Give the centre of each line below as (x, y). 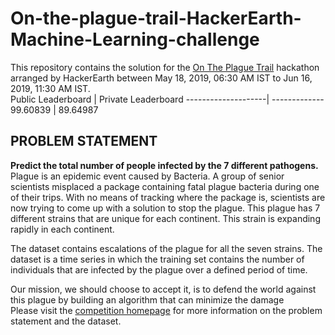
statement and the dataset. (66, 321)
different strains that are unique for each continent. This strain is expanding (165, 218)
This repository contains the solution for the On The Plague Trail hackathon (165, 67)
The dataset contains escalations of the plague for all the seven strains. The (166, 248)
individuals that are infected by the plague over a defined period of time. (159, 269)
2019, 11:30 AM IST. (50, 88)
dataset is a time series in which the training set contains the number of (157, 259)
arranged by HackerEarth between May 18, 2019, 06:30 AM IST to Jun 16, (161, 78)
